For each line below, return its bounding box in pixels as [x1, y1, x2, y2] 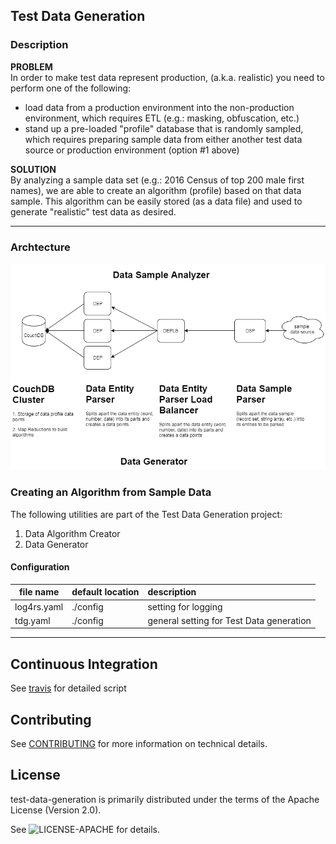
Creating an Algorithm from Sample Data [10, 485, 212, 499]
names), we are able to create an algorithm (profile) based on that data [10, 184, 302, 196]
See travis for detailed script [10, 682, 127, 694]
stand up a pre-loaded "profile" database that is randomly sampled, [24, 122, 304, 134]
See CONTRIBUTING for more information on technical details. [10, 738, 268, 750]
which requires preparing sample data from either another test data [24, 133, 303, 145]
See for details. [10, 823, 161, 835]
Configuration [10, 561, 70, 573]
